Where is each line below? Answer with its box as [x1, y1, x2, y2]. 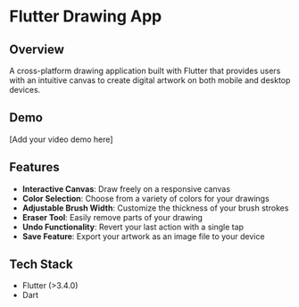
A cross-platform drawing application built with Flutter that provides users [9, 65, 281, 76]
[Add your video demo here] [9, 134, 113, 145]
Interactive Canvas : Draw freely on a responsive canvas [21, 183, 230, 194]
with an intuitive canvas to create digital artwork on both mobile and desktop [9, 75, 291, 86]
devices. [9, 85, 41, 95]
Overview [9, 42, 65, 57]
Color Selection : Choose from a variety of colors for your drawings [21, 193, 270, 203]
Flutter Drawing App [9, 6, 162, 27]
